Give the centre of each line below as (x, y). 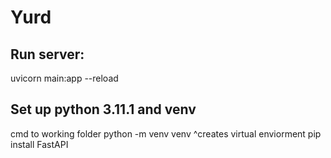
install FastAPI (39, 144)
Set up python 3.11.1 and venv (103, 109)
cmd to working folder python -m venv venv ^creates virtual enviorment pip (166, 133)
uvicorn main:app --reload (64, 78)
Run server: (47, 54)
